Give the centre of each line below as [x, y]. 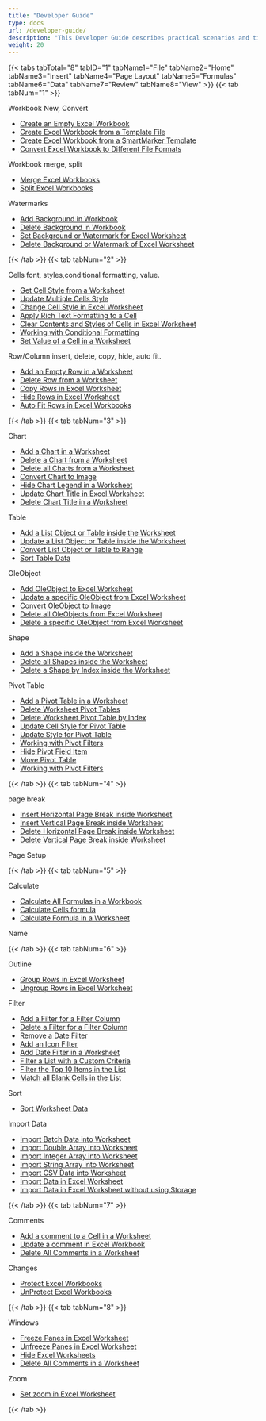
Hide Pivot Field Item [53, 751]
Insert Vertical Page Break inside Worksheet [91, 823]
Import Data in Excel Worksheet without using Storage [108, 1190]
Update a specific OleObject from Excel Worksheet [103, 597]
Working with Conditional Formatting [80, 332]
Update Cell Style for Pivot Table [73, 726]
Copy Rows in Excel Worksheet [70, 389]
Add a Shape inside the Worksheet [76, 653]
